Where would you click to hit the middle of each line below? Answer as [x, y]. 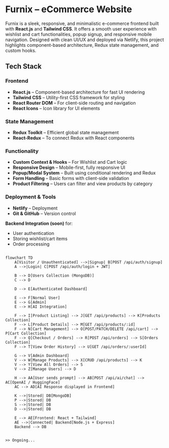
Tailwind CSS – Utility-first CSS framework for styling [68, 97]
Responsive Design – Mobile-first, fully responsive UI [69, 168]
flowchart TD [19, 258]
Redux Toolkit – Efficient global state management [66, 132]
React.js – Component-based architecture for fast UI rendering [79, 92]
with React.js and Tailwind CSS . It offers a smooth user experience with [81, 28]
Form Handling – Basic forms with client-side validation [71, 178]
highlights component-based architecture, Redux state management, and [82, 45]
